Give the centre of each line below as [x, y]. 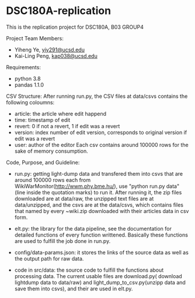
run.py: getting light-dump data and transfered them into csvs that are [98, 173]
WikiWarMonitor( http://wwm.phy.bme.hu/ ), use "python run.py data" [97, 186]
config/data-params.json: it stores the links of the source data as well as [101, 252]
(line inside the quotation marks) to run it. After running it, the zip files [98, 192]
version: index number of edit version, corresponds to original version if [101, 132]
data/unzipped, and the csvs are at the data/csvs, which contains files [99, 205]
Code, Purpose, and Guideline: [43, 162]
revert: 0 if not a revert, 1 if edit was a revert [67, 126]
